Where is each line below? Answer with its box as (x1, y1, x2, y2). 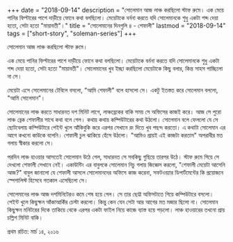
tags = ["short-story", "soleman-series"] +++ (7, 29, 137, 37)
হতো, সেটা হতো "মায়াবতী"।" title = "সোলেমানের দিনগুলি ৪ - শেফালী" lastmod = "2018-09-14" (7, 21, 226, 30)
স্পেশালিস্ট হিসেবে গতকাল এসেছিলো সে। (7, 176, 88, 184)
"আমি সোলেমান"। (7, 94, 46, 102)
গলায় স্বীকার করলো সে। (7, 139, 54, 147)
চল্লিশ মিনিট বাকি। (7, 214, 44, 221)
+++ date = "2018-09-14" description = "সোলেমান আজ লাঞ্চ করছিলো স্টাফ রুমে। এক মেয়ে (7, 6, 225, 14)
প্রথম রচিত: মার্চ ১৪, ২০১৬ (7, 227, 59, 235)
